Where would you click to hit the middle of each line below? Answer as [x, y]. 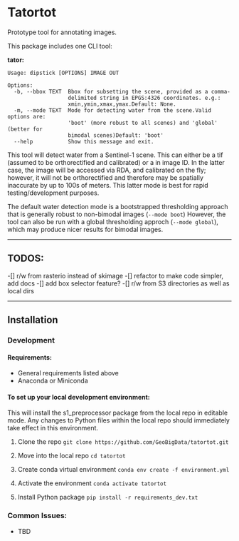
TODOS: [26, 259]
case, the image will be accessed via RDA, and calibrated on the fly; [107, 170]
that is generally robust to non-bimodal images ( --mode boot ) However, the [117, 214]
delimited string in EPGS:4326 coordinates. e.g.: [144, 98]
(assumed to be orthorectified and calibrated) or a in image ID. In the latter [116, 162]
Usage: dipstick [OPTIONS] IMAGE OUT [63, 73]
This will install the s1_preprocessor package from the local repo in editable [118, 413]
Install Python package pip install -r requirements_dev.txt [108, 497]
